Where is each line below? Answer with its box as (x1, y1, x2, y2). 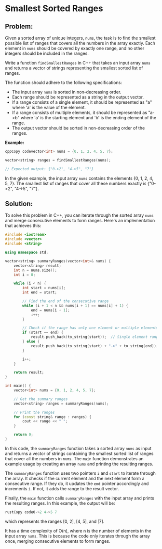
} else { (22, 339, 40, 344)
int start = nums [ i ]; (22, 286, 66, 291)
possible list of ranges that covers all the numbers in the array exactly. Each (5, 40, 156, 46)
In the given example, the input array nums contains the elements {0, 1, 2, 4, (5, 175, 153, 181)
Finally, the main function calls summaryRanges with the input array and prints (5, 495, 154, 501)
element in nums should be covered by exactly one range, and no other (5, 46, 145, 51)
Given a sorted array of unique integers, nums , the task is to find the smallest (5, 35, 156, 41)
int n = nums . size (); (13, 268, 57, 273)
